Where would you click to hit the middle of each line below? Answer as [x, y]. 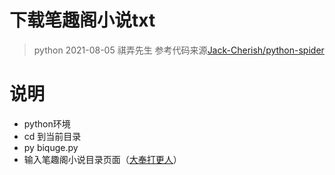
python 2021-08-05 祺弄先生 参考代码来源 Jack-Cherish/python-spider [179, 50]
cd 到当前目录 [52, 136]
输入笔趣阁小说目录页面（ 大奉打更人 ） [102, 159]
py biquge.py [51, 147]
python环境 [47, 123]
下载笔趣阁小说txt [82, 20]
